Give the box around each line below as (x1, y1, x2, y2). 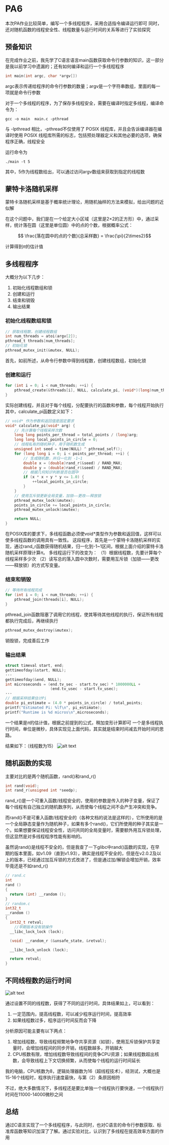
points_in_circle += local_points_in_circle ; (14, 502, 112, 508)
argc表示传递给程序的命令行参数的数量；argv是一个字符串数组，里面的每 (5, 83, 156, 89)
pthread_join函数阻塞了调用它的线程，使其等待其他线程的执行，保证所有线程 (5, 611, 163, 618)
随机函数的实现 (5, 759, 52, 767)
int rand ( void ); (5, 783, 39, 788)
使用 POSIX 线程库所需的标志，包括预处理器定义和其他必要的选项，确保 (14, 132, 162, 138)
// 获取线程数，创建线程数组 (5, 329, 57, 334)
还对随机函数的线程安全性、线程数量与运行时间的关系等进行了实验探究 (5, 26, 151, 33)
